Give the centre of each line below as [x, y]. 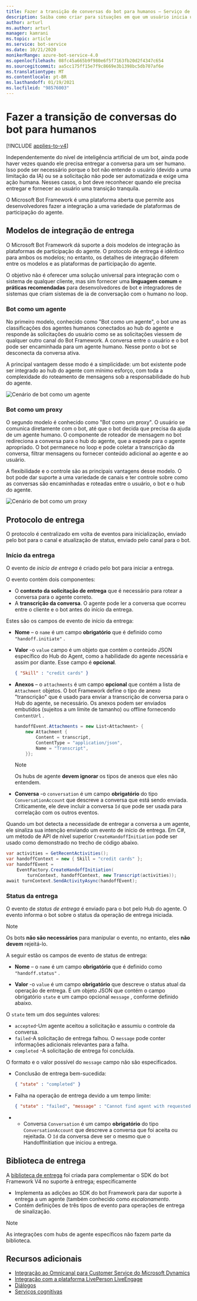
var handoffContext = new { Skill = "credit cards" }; [74, 859]
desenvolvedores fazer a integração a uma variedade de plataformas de [93, 206]
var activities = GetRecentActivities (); [57, 853]
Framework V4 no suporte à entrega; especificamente [71, 1181]
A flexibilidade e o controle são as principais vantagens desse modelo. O [94, 471]
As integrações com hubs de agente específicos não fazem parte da [89, 1234]
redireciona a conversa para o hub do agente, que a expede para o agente [96, 441]
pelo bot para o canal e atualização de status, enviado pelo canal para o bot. [98, 540]
